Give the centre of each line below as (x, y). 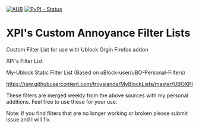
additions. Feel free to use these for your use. (62, 101)
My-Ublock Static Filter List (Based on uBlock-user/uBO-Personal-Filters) (96, 72)
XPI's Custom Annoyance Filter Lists (98, 33)
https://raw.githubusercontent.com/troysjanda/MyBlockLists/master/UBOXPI (99, 84)
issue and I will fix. (29, 119)
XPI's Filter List (25, 61)
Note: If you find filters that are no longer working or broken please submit (97, 113)
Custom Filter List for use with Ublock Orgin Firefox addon (77, 49)
